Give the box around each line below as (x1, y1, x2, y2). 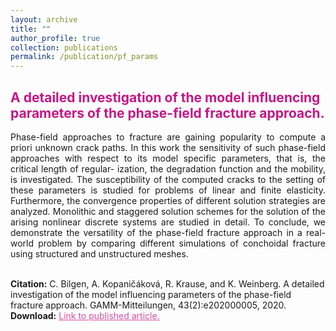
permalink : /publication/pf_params (10, 52, 159, 62)
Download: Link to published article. (10, 309, 160, 321)
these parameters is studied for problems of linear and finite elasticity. (10, 184, 326, 196)
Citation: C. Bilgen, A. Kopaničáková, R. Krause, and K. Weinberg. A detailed (10, 277, 325, 290)
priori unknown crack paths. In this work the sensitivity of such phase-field (10, 141, 326, 153)
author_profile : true (10, 33, 101, 43)
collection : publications (10, 42, 118, 53)
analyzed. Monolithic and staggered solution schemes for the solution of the (10, 205, 326, 217)
